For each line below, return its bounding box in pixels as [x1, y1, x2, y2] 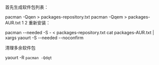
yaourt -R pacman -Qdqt [5, 55, 52, 60]
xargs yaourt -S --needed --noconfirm [5, 35, 84, 41]
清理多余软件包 [5, 45, 36, 50]
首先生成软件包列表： [5, 4, 48, 10]
